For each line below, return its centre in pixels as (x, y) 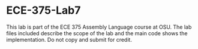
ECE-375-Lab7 (43, 10)
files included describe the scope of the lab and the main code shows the (97, 33)
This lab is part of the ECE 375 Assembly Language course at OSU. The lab (99, 27)
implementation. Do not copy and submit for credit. (69, 39)
